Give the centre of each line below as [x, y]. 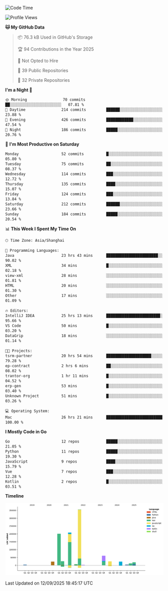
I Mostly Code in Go [26, 432]
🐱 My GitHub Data [25, 27]
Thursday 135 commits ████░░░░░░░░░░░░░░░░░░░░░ [84, 184]
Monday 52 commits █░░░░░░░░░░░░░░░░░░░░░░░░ [84, 154]
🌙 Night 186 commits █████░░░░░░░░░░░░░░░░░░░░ [84, 130]
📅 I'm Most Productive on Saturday [42, 144]
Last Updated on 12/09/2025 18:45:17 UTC [49, 583]
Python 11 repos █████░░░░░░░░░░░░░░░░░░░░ [84, 452]
